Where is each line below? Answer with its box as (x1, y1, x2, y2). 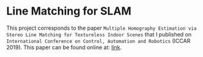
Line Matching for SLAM (6, 4, 131, 18)
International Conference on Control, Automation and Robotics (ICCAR (6, 37, 191, 44)
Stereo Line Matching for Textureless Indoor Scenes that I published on (6, 30, 192, 38)
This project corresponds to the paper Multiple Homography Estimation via (6, 24, 197, 32)
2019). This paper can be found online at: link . (6, 44, 122, 51)
